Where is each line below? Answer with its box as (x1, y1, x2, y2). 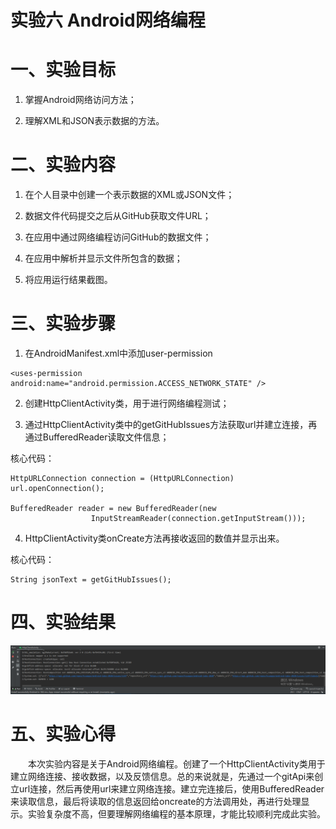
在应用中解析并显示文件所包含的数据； (24, 252, 183, 265)
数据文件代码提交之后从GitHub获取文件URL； (24, 210, 212, 222)
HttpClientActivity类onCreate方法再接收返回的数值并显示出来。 (24, 532, 285, 544)
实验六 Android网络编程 (10, 9, 206, 32)
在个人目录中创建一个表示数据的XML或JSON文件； (24, 189, 235, 201)
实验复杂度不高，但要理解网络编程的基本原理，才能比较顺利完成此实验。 (27, 807, 326, 820)
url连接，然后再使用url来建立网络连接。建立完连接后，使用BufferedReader (18, 782, 325, 795)
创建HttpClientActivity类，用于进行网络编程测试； (24, 397, 230, 409)
